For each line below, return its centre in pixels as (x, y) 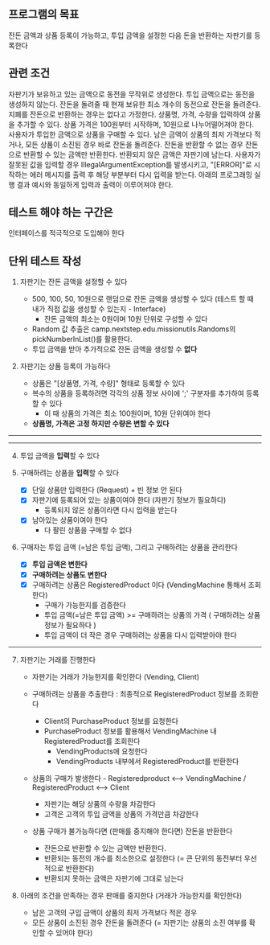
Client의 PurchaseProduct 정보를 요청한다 (111, 721)
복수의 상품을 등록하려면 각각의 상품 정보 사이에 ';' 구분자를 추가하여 (138, 393)
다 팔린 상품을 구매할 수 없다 (88, 530)
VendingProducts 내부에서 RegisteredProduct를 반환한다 (147, 761)
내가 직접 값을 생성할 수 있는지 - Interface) (99, 309)
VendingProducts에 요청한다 (102, 751)
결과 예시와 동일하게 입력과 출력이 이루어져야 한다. (95, 184)
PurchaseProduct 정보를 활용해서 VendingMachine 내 (130, 731)
